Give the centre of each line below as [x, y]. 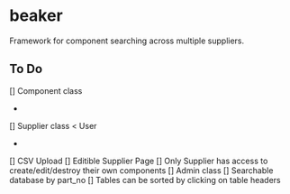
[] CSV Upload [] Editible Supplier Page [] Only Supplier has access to [139, 161]
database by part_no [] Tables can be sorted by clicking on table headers [145, 180]
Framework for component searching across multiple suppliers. [127, 41]
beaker [36, 16]
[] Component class [46, 90]
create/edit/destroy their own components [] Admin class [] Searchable [141, 170]
